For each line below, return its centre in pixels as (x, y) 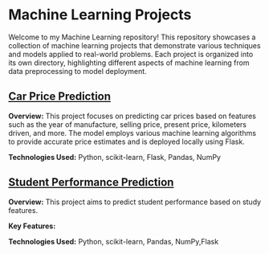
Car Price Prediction (59, 97)
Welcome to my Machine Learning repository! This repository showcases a (132, 37)
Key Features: (32, 226)
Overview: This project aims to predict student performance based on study (135, 202)
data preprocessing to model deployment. (77, 71)
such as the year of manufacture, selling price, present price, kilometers (128, 124)
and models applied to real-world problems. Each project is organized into (131, 54)
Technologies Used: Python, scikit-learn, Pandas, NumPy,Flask (114, 241)
